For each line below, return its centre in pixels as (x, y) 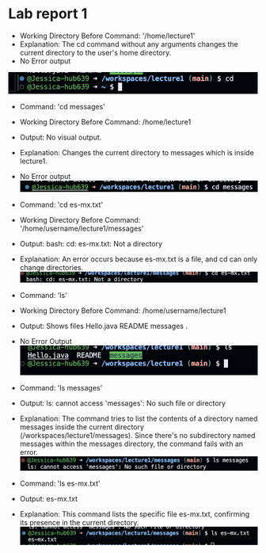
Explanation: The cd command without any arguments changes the (129, 44)
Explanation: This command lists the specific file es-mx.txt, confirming (135, 514)
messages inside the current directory (82, 427)
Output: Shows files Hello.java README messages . (104, 326)
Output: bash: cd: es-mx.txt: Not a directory (91, 243)
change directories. (51, 267)
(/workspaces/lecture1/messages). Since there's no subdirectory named (137, 436)
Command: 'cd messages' (62, 107)
